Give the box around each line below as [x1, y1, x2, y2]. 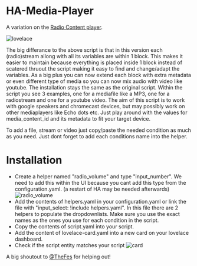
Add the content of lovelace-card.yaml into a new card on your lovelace [14, 229, 189, 236]
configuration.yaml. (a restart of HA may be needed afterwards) [14, 185, 170, 192]
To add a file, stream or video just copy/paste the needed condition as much [6, 127, 192, 134]
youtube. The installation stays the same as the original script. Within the [6, 84, 183, 91]
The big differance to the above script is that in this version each [6, 46, 163, 54]
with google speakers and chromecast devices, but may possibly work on [6, 102, 185, 109]
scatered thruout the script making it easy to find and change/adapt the [6, 65, 180, 72]
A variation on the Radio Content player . [6, 24, 103, 31]
